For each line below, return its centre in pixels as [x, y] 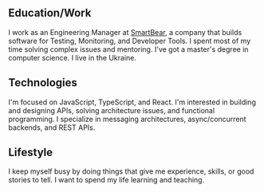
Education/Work [50, 13]
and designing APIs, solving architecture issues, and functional [112, 110]
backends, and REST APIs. [52, 127]
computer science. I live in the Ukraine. [73, 57]
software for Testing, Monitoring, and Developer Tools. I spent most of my [130, 41]
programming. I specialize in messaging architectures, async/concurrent [127, 119]
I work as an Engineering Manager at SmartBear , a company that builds [125, 32]
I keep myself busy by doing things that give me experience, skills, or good [131, 171]
